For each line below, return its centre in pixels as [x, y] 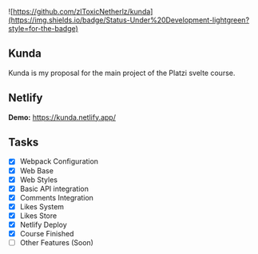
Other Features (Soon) [57, 242]
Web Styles [39, 180]
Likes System [42, 206]
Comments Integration [57, 197]
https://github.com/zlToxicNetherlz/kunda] [83, 12]
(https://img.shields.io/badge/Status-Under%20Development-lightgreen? [129, 20]
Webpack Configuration [59, 161]
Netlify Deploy [44, 224]
